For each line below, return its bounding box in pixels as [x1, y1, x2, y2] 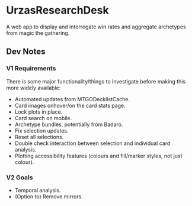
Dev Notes [6, 47, 46, 57]
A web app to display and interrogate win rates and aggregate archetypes [6, 23, 186, 30]
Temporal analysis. [14, 186, 61, 194]
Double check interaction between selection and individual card [14, 140, 171, 147]
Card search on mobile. [14, 114, 72, 121]
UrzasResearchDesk [6, 4, 109, 17]
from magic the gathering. [6, 29, 70, 36]
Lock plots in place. [14, 108, 63, 115]
